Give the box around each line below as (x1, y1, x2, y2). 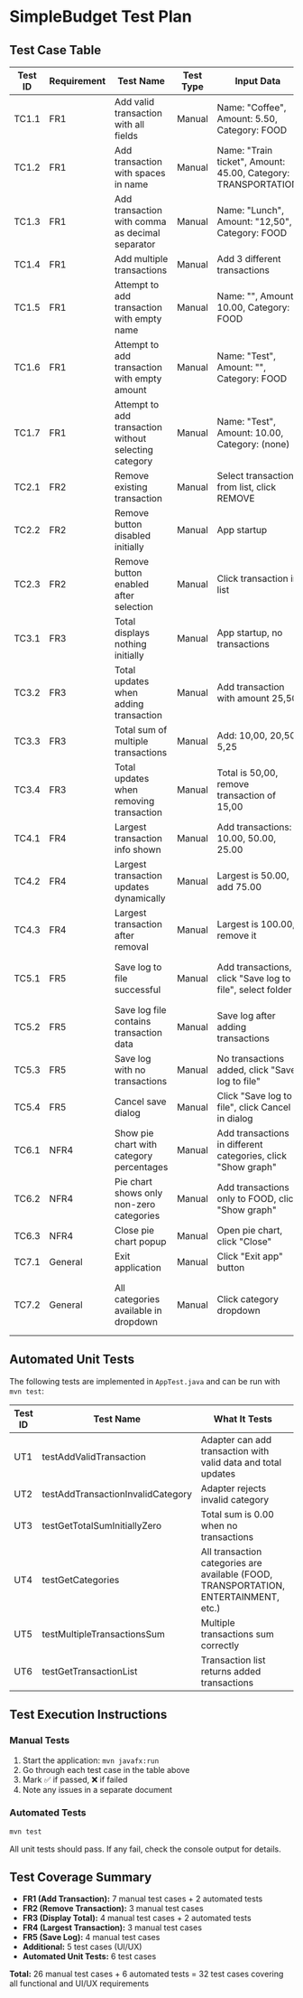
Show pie (114, 1127, 154, 1140)
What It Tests (213, 1412, 272, 1425)
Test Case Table (9, 42, 102, 58)
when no (200, 1519, 238, 1532)
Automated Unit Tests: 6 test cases (22, 1951, 157, 1962)
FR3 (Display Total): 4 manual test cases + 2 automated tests (22, 1913, 252, 1924)
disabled (114, 530, 151, 541)
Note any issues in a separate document (22, 1784, 173, 1795)
